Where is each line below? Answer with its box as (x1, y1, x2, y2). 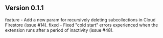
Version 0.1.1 (5, 4, 44, 12)
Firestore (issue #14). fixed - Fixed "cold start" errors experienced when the (5, 22, 158, 28)
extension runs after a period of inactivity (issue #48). (5, 27, 114, 33)
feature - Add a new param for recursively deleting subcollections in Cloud (5, 17, 156, 22)
